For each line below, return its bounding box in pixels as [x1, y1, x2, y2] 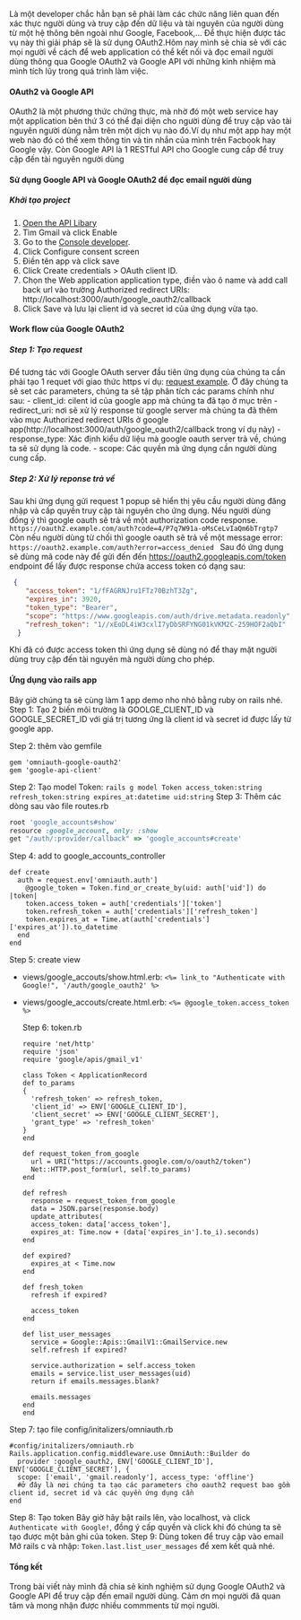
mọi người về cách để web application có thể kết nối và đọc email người [9, 47, 274, 57]
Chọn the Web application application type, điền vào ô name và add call [21, 274, 288, 285]
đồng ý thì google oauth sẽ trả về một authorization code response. [9, 515, 258, 526]
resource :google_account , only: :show [9, 826, 159, 835]
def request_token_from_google [21, 1149, 140, 1159]
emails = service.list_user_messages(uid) [30, 1369, 192, 1379]
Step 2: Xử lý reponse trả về [9, 473, 116, 483]
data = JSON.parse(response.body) [30, 1205, 159, 1214]
